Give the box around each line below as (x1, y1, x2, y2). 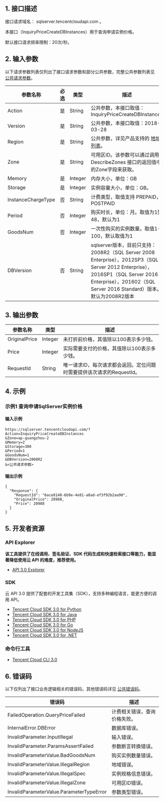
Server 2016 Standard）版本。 (90, 285, 162, 292)
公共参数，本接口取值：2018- (90, 120, 161, 126)
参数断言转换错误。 (111, 743, 156, 750)
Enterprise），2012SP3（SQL (90, 256, 159, 263)
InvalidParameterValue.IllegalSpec (7, 770, 86, 777)
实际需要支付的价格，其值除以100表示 (63, 345, 151, 352)
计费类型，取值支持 (90, 193, 135, 200)
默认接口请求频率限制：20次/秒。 (5, 39, 72, 45)
